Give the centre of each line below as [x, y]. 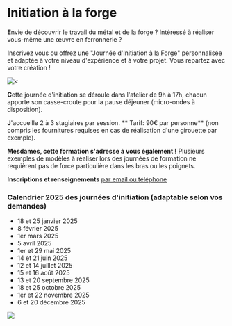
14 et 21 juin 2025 [42, 258]
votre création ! [29, 67]
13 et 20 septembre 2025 [53, 280]
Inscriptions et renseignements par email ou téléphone [87, 179]
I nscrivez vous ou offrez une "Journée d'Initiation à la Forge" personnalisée [115, 53]
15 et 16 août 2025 [43, 273]
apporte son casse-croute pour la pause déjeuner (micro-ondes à [101, 101]
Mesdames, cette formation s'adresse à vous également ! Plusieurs [106, 151]
